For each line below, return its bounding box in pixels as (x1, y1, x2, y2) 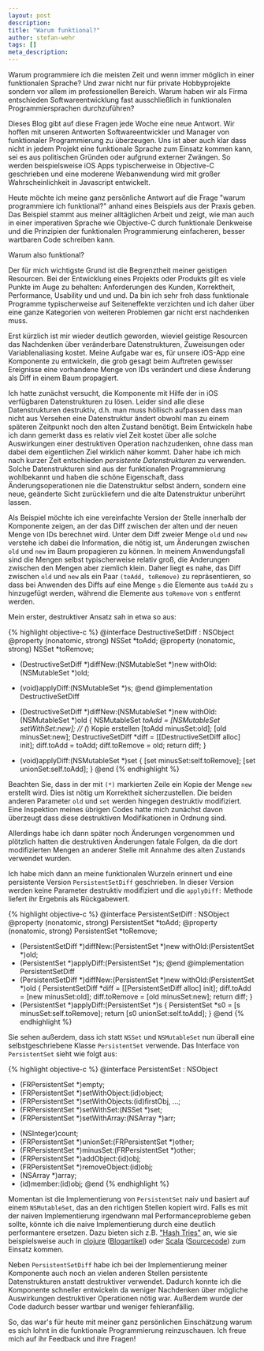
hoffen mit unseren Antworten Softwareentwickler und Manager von (8, 127, 230, 137)
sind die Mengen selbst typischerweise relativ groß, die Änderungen (8, 555, 230, 564)
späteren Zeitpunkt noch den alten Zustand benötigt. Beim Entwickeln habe (8, 422, 253, 431)
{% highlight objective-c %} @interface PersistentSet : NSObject (8, 1064, 218, 1074)
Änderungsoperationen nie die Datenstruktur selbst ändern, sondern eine (8, 481, 247, 490)
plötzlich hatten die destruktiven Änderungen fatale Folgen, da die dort (8, 837, 238, 846)
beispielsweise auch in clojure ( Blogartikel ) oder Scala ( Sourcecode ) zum (8, 1236, 246, 1245)
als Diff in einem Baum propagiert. (8, 373, 119, 382)
